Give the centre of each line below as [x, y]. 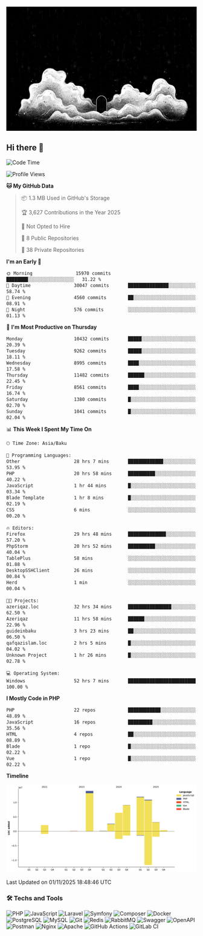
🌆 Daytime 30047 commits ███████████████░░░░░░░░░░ [101, 285]
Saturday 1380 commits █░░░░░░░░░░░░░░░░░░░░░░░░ [101, 399]
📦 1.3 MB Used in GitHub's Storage [65, 198]
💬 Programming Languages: [39, 455]
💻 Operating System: [33, 673]
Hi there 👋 [25, 148]
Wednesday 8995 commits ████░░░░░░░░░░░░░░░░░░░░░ [101, 363]
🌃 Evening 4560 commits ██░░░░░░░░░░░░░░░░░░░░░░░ [101, 297]
